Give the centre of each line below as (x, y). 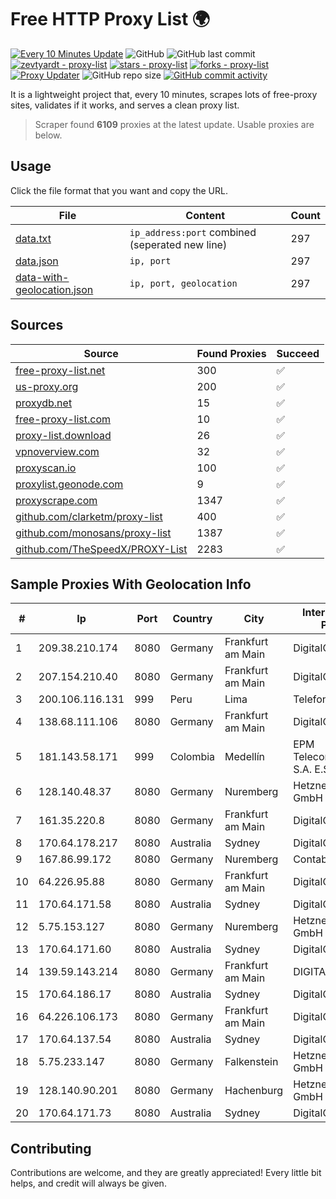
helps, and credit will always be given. (88, 1183)
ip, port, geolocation (183, 283)
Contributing (51, 1148)
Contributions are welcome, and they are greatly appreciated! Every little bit (166, 1173)
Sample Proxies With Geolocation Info (131, 584)
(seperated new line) (178, 244)
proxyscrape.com (56, 500)
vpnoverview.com (57, 451)
